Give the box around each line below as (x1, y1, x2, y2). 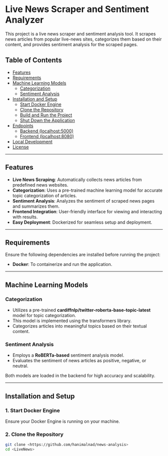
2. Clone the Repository (5, 430, 64, 437)
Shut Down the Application (19, 117, 75, 123)
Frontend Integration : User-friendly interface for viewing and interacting (12, 208, 162, 214)
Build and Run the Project (19, 112, 72, 118)
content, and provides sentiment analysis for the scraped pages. (5, 41, 138, 47)
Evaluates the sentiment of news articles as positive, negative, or (12, 358, 146, 364)
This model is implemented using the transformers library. (12, 318, 131, 324)
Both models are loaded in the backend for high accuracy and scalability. (5, 373, 155, 379)
